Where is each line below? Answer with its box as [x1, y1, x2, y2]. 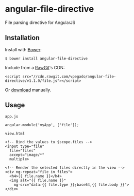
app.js [5, 114, 18, 119]
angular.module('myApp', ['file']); [5, 122, 79, 127]
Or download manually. [5, 87, 51, 93]
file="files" [9, 148, 36, 153]
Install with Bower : [5, 46, 42, 52]
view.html [5, 131, 25, 136]
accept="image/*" [9, 152, 45, 157]
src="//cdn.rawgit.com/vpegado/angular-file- [22, 74, 117, 79]
